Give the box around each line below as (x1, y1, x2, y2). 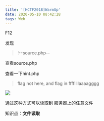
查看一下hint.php (5, 71, 40, 77)
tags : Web (5, 16, 26, 21)
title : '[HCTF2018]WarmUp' (5, 7, 61, 12)
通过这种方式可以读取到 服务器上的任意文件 (5, 100, 93, 106)
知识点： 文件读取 (5, 111, 40, 117)
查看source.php (5, 60, 37, 66)
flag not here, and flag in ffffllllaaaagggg (17, 81, 100, 86)
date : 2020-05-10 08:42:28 (5, 12, 61, 17)
